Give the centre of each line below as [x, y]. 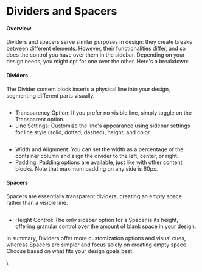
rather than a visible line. [37, 202]
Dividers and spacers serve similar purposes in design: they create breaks [99, 42]
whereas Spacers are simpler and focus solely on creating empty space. [97, 245]
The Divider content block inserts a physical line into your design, [88, 89]
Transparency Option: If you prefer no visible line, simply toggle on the [103, 113]
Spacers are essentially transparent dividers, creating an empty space [94, 196]
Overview [19, 28]
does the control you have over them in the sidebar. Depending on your [96, 55]
